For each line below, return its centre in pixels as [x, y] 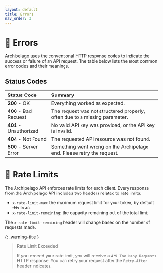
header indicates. [34, 266]
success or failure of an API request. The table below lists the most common [81, 61]
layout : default [21, 9]
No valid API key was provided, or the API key [103, 125]
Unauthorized [23, 131]
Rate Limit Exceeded [37, 246]
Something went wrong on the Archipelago [100, 147]
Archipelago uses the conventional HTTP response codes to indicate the [77, 56]
